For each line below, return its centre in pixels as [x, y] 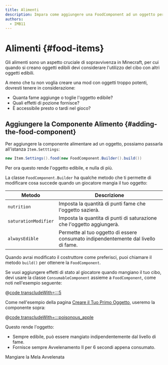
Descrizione [109, 195]
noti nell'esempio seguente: [34, 282]
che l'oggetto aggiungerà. [89, 224]
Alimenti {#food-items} [54, 48]
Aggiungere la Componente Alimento [64, 124]
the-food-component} [41, 132]
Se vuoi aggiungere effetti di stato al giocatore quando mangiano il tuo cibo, [83, 272]
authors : [14, 19]
